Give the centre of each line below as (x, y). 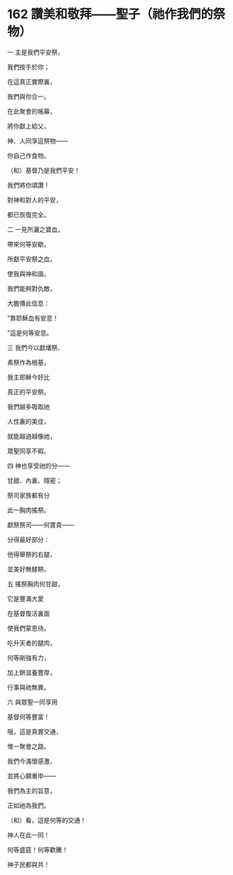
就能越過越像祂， (32, 436)
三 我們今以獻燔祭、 (35, 347)
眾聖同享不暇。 (28, 451)
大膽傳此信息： (28, 303)
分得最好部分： (28, 539)
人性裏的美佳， (28, 421)
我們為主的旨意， (32, 790)
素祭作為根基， (28, 362)
